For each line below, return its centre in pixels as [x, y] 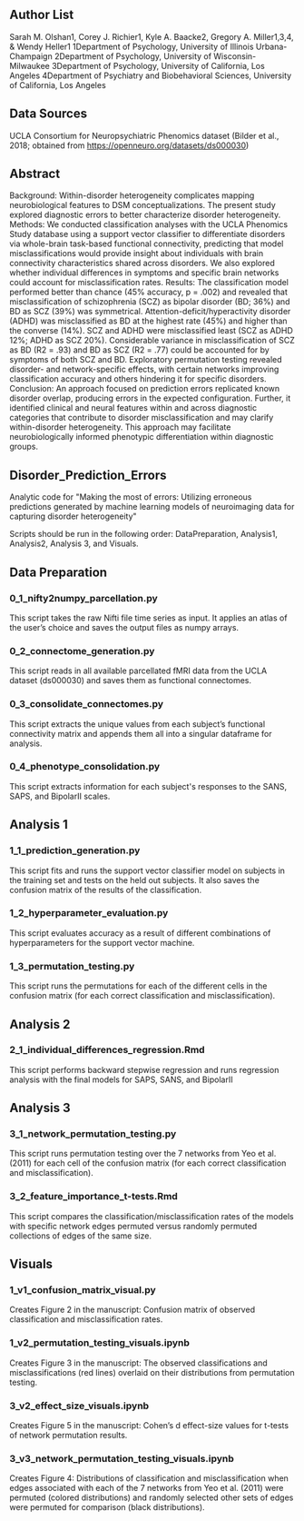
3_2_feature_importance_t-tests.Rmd [94, 1197]
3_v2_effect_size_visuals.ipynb [79, 1406]
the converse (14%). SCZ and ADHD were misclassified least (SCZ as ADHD [151, 331]
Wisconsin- [235, 56]
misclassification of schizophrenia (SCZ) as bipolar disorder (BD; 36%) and [150, 302]
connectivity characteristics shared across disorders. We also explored [142, 263]
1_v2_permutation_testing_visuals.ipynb [100, 1343]
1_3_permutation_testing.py [72, 966]
